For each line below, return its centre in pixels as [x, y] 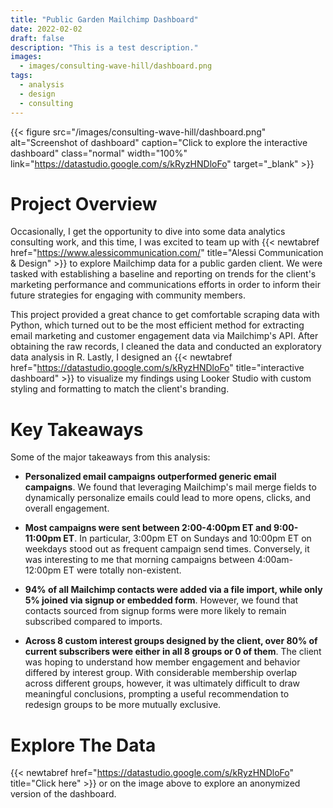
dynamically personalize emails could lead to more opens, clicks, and [167, 498]
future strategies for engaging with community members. [128, 295]
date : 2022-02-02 [46, 29]
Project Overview [84, 203]
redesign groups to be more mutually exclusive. [123, 705]
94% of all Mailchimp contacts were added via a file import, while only [173, 590]
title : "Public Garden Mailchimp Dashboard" [104, 19]
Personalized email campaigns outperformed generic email [150, 477]
